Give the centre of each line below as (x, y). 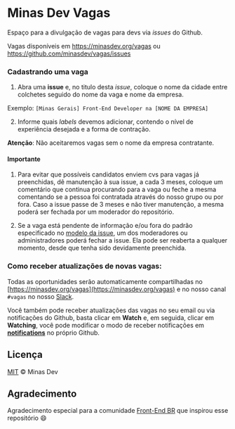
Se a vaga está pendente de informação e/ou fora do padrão (105, 226)
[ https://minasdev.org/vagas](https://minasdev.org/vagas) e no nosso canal (117, 289)
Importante (24, 159)
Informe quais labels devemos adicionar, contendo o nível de (106, 122)
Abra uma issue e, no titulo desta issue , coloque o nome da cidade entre (122, 87)
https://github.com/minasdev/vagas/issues (69, 53)
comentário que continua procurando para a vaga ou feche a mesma (117, 190)
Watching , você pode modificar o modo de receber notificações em (106, 325)
